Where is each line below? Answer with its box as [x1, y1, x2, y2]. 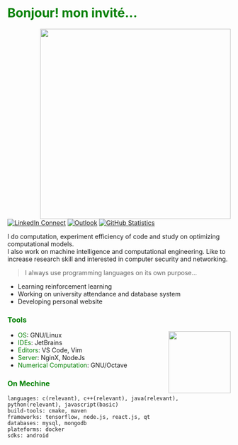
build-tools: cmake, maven [7, 407, 87, 415]
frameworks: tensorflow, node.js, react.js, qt [7, 413, 151, 420]
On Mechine [7, 378, 50, 388]
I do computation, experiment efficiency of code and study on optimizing [7, 232, 220, 241]
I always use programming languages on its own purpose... [24, 268, 198, 277]
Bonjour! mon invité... [7, 5, 138, 21]
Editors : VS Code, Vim [17, 346, 83, 354]
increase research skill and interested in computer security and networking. [7, 255, 228, 263]
